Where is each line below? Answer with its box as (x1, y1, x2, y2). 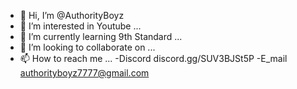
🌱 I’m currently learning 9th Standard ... (19, 31, 183, 42)
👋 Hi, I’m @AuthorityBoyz (19, 10, 125, 21)
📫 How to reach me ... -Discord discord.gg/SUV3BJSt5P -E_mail (19, 53, 288, 64)
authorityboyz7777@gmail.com (19, 67, 150, 79)
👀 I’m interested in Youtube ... (19, 20, 142, 32)
